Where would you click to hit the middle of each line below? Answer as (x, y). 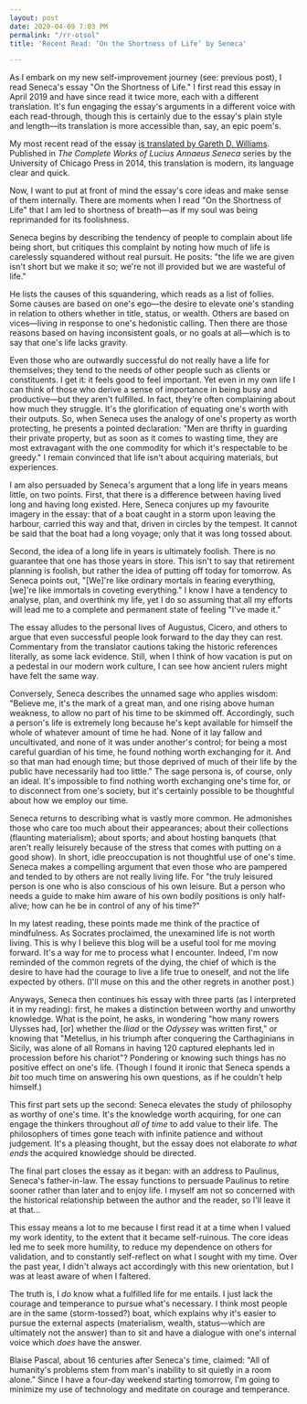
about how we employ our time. (69, 800)
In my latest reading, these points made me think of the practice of (135, 924)
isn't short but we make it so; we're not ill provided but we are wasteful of (148, 267)
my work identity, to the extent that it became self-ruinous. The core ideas (149, 1238)
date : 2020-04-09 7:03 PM (58, 27)
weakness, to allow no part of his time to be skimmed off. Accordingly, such (152, 713)
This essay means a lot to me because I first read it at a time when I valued (150, 1227)
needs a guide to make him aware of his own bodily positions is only (138, 896)
